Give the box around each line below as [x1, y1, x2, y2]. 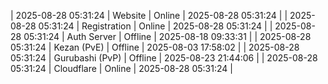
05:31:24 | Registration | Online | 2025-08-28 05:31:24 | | [38, 20, 273, 32]
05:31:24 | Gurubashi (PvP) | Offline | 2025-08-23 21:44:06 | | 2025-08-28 [10, 52, 318, 64]
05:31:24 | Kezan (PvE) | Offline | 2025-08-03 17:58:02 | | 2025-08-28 [10, 41, 300, 53]
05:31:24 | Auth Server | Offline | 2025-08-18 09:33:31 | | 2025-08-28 [23, 31, 312, 42]
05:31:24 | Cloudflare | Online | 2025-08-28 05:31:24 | [10, 63, 233, 74]
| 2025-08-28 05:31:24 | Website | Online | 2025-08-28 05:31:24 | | [10, 10, 288, 21]
